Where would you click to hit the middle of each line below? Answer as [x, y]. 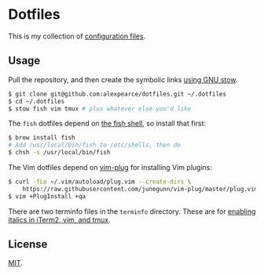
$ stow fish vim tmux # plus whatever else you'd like [100, 109]
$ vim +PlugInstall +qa [47, 196]
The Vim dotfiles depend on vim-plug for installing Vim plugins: [110, 167]
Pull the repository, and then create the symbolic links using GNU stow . [123, 79]
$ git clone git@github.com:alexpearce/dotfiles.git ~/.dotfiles [117, 94]
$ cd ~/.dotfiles [37, 101]
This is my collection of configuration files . [77, 36]
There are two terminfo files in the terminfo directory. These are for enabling [132, 211]
